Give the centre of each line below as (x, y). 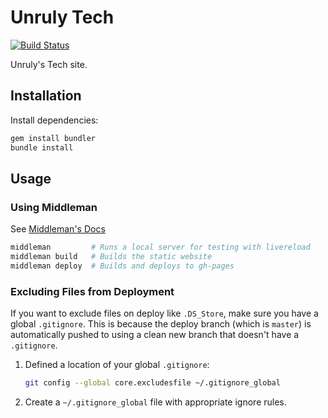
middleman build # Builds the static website (111, 257)
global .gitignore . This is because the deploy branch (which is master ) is (161, 324)
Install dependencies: (54, 120)
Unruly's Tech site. (49, 64)
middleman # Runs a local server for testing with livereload (160, 247)
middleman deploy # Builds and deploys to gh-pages (122, 266)
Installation (46, 96)
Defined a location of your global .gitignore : (117, 365)
